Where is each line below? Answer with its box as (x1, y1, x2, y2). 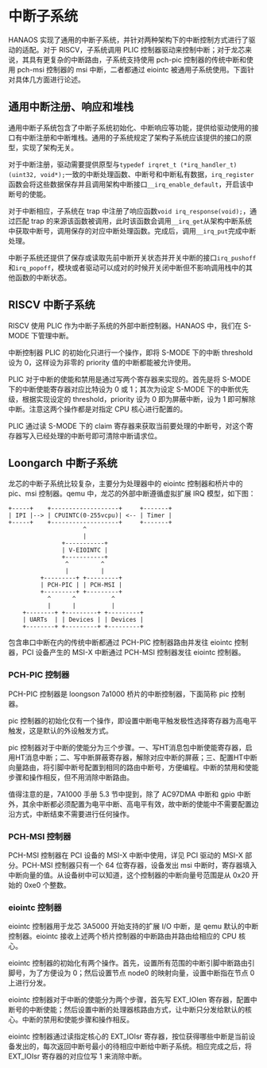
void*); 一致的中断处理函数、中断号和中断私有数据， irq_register (40, 169, 254, 179)
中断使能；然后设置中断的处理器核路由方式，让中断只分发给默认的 (29, 1005, 245, 1015)
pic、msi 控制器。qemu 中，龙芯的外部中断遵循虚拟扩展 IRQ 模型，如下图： (8, 489, 256, 499)
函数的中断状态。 (14, 272, 72, 282)
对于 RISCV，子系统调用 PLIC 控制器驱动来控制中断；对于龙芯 (42, 44, 246, 54)
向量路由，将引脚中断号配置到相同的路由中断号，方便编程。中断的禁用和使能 (8, 762, 259, 772)
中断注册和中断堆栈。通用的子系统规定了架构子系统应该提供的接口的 (21, 133, 245, 142)
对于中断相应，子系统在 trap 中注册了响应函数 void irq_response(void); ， (8, 206, 250, 215)
